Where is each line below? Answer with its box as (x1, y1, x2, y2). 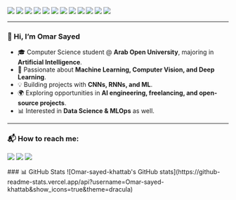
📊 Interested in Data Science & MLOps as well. (17, 107, 155, 115)
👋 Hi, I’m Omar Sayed (7, 32, 81, 41)
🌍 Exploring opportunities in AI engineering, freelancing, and (17, 88, 198, 98)
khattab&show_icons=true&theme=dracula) (7, 185, 133, 193)
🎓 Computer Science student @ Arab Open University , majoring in (17, 48, 214, 56)
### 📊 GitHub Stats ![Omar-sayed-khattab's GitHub (7, 167, 158, 175)
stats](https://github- (159, 167, 221, 175)
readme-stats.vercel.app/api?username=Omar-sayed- (7, 178, 164, 186)
